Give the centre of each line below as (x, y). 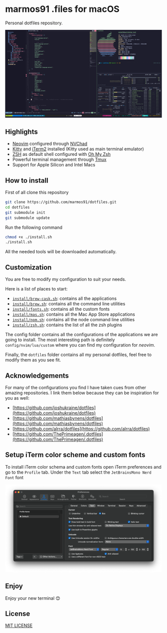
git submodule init (25, 212)
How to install (27, 180)
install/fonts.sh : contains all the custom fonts (61, 309)
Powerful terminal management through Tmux (59, 159)
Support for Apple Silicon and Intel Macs (54, 165)
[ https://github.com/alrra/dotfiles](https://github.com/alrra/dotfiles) (81, 428)
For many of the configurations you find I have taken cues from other (76, 387)
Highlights (22, 132)
